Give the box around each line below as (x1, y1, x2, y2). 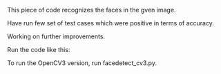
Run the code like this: (7, 46, 70, 53)
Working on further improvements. (7, 32, 106, 40)
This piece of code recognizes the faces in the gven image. (7, 6, 176, 14)
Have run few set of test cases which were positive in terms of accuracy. (7, 19, 214, 27)
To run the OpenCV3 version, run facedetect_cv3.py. (7, 59, 157, 67)
